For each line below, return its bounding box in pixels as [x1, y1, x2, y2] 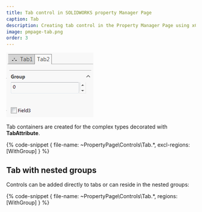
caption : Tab [6, 16, 39, 22]
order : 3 [6, 35, 28, 41]
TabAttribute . [6, 130, 40, 137]
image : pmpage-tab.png [6, 29, 63, 35]
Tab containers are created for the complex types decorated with [6, 123, 168, 130]
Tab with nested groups [6, 165, 97, 175]
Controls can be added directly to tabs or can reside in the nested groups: [6, 181, 189, 188]
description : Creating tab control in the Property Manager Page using [6, 22, 189, 28]
